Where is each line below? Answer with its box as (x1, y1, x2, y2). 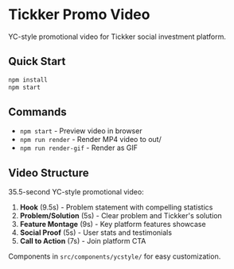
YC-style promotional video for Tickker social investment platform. (8, 32, 227, 41)
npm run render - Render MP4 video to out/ (19, 135, 162, 144)
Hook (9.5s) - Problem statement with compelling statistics (19, 202, 213, 212)
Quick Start (8, 55, 66, 68)
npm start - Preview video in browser (19, 126, 142, 136)
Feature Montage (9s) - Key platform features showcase (19, 220, 206, 229)
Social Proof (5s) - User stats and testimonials (19, 228, 173, 237)
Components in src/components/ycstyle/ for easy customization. (8, 252, 221, 261)
